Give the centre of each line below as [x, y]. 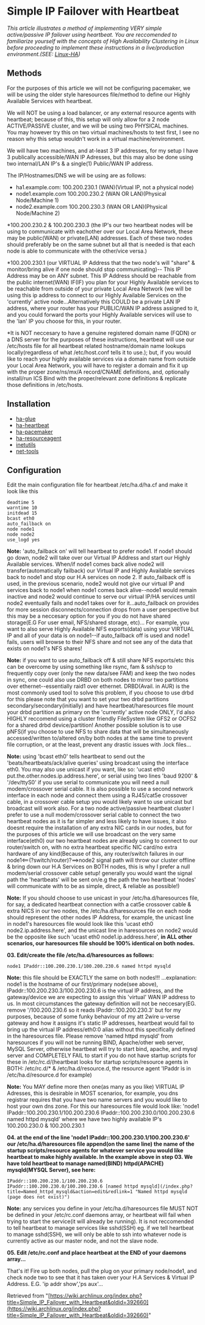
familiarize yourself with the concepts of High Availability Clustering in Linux [103, 41]
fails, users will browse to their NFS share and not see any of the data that [100, 642]
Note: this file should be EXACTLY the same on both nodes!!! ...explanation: [102, 978]
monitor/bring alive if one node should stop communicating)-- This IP [94, 269]
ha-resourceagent [38, 438]
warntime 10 [22, 508]
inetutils [26, 444]
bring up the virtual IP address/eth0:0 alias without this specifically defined [101, 1030]
